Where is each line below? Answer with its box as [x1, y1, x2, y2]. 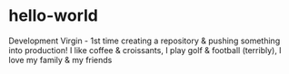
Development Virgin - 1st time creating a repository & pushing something [8, 35, 281, 46]
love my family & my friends [8, 54, 113, 65]
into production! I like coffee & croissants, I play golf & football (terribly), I [8, 44, 283, 55]
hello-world [8, 5, 99, 26]
